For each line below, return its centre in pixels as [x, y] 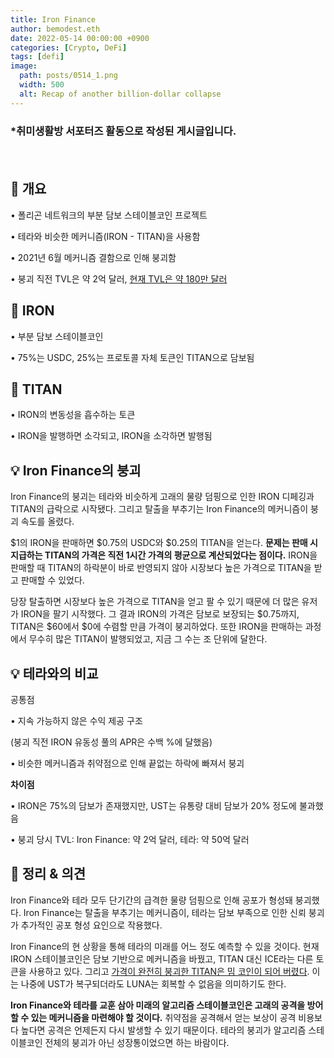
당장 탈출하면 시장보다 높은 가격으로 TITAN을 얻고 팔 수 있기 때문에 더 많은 [155, 602]
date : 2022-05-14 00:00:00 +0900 [80, 38]
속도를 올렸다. [47, 522]
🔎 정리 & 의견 [48, 874]
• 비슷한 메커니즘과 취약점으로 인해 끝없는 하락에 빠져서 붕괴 [127, 763]
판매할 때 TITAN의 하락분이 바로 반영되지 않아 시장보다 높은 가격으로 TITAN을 [161, 568]
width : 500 [42, 85]
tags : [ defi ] [37, 57]
